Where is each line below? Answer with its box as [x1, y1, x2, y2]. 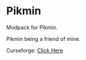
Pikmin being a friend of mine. [6, 35, 81, 42]
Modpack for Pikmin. [6, 24, 58, 31]
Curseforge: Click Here [6, 46, 63, 54]
